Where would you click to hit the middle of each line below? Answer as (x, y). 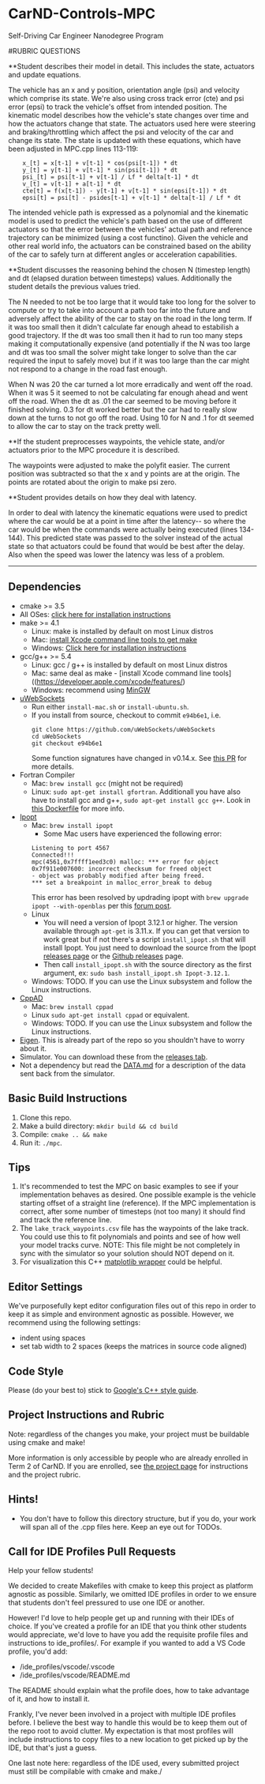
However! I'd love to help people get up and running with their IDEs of (121, 1618)
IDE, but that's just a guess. (52, 1748)
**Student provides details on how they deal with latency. (103, 497)
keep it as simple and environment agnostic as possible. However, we (121, 1314)
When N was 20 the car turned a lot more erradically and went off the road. (131, 384)
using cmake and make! (47, 1442)
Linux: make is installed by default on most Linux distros (122, 631)
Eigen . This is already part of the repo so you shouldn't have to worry (132, 1040)
